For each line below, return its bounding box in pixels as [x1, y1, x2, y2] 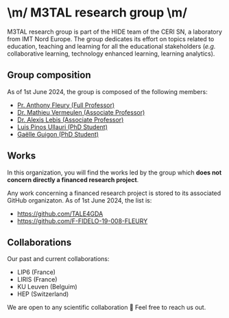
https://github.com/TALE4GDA [16, 209, 104, 218]
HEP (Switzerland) [16, 290, 69, 298]
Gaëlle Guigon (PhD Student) [16, 130, 99, 138]
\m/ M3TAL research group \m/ [7, 5, 187, 21]
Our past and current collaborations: [7, 255, 110, 263]
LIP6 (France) [16, 268, 56, 276]
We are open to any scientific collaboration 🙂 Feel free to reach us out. [7, 304, 206, 312]
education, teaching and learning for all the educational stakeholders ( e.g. [7, 42, 216, 50]
